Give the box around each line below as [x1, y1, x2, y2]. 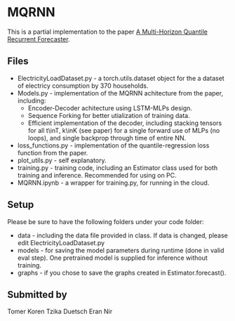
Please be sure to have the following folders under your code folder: [7, 217, 205, 225]
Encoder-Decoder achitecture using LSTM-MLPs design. [27, 103, 193, 112]
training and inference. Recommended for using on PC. [17, 171, 177, 179]
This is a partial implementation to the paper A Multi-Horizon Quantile [7, 27, 208, 36]
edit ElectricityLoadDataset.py [17, 238, 105, 247]
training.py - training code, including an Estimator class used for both [17, 163, 218, 172]
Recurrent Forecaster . [7, 34, 70, 43]
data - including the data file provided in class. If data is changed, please [17, 231, 228, 240]
